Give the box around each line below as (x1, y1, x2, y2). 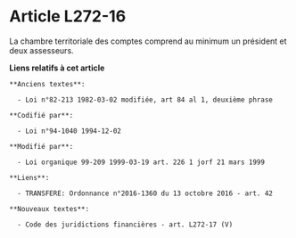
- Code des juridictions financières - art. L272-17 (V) (17, 220, 234, 229)
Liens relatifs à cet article (9, 62, 105, 73)
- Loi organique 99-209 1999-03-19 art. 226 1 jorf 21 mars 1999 (17, 158, 266, 167)
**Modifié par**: (9, 142, 74, 151)
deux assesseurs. (9, 45, 74, 55)
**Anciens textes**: (9, 79, 86, 88)
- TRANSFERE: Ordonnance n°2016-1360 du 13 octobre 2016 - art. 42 (17, 189, 274, 198)
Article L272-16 (9, 6, 127, 27)
